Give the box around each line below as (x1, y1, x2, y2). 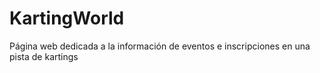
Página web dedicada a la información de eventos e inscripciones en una (9, 40, 311, 52)
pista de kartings (9, 50, 79, 62)
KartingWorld (9, 7, 125, 30)
